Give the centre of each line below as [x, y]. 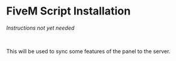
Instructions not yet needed [40, 28]
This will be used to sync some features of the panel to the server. [88, 51]
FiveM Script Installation [68, 11]
